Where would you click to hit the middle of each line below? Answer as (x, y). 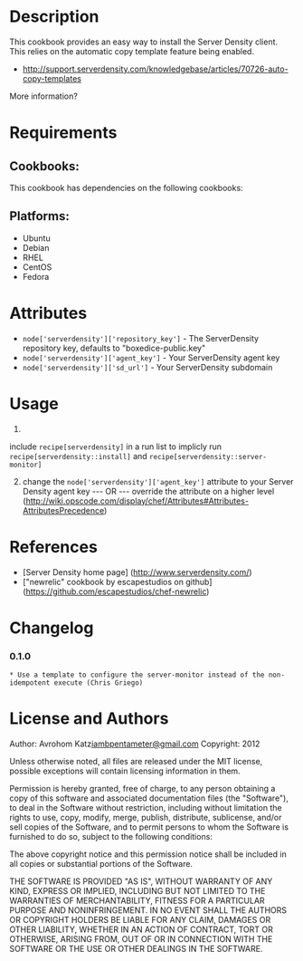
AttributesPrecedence (63, 510)
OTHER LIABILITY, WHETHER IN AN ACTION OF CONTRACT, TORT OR (141, 929)
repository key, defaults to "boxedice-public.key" (114, 348)
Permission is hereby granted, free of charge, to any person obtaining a (142, 788)
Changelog (52, 628)
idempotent (30, 683)
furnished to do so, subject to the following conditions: (111, 836)
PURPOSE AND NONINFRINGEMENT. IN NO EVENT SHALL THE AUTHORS (148, 910)
